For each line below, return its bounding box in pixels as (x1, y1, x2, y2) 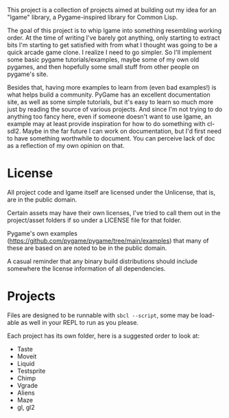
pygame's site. (7, 70, 49, 78)
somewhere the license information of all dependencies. (7, 264, 166, 273)
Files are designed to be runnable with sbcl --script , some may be (7, 311, 199, 319)
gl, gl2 (16, 403, 36, 411)
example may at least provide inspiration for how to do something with (7, 120, 206, 127)
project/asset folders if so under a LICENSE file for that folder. (7, 216, 182, 224)
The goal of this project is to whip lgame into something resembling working (7, 27, 222, 34)
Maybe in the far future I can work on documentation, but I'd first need (22, 127, 221, 135)
